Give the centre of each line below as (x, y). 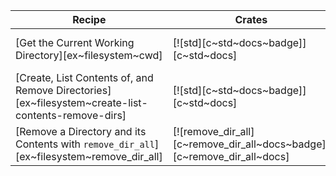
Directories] (83, 90)
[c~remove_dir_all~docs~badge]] (251, 144)
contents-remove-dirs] (71, 115)
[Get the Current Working (75, 42)
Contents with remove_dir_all (85, 144)
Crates (251, 19)
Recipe (89, 19)
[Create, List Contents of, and (84, 77)
